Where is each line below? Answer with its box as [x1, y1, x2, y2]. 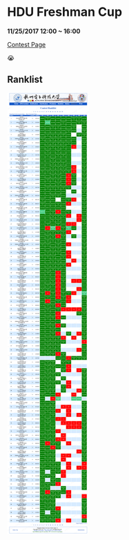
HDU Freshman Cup [7, 4, 123, 20]
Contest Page [7, 40, 46, 48]
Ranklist [7, 74, 43, 86]
